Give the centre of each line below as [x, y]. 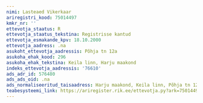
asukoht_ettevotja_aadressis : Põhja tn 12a [62, 51]
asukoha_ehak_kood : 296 [36, 57]
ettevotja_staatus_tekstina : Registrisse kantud [69, 35]
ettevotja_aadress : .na [36, 46]
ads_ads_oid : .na [28, 79]
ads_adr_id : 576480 [31, 74]
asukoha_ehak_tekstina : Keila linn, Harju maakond [71, 62]
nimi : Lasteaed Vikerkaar [39, 12]
